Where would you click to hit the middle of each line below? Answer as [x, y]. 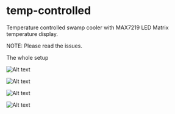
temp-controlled [49, 11]
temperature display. [32, 34]
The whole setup [27, 57]
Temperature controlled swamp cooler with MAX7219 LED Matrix [87, 27]
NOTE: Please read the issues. [44, 46]
